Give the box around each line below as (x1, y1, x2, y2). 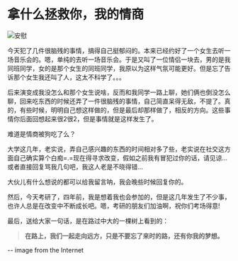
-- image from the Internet (7, 245, 84, 254)
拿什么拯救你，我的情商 (7, 6, 144, 23)
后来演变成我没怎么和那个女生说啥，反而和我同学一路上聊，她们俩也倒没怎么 (7, 88, 231, 96)
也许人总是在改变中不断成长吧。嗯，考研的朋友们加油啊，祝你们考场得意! (7, 201, 221, 210)
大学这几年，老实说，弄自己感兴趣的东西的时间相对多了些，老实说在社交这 (7, 145, 225, 153)
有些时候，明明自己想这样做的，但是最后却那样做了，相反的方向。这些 (19, 106, 225, 114)
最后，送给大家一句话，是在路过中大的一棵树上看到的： (7, 216, 169, 225)
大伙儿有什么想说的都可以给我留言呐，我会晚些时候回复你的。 (7, 177, 188, 186)
